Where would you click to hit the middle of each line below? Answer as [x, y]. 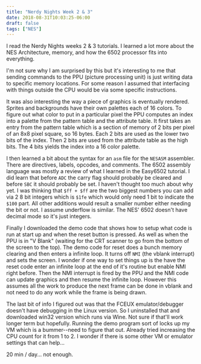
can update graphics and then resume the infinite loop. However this [91, 280]
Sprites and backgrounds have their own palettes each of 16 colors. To [94, 108]
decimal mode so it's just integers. [49, 216]
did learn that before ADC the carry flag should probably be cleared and [94, 178]
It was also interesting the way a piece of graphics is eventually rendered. [98, 102]
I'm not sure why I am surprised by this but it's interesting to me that [91, 71]
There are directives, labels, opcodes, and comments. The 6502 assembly [99, 165]
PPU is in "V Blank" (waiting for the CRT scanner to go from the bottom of [98, 241]
